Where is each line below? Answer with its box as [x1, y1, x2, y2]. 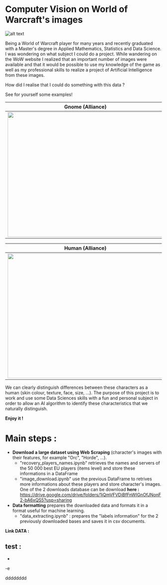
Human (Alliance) [64, 245, 107, 252]
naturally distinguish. [5, 405, 48, 411]
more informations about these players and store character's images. [19, 481, 162, 487]
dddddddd [5, 575, 27, 581]
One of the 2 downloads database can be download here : [19, 486, 140, 492]
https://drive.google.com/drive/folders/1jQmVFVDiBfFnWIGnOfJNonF [19, 492, 162, 498]
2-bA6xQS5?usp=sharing [19, 497, 72, 503]
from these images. [5, 72, 45, 78]
